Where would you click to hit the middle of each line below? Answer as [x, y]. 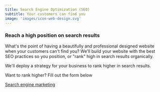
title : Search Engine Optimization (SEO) [48, 9]
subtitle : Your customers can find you [45, 14]
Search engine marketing [30, 84]
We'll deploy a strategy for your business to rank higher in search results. [78, 65]
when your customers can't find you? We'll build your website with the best [80, 51]
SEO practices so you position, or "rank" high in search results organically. [79, 56]
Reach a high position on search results [53, 35]
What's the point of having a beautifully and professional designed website [80, 46]
